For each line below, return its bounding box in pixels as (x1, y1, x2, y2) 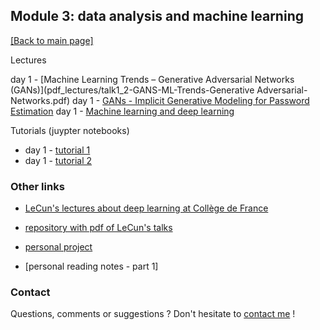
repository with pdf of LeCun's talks (24, 222, 173, 234)
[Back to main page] (10, 34, 94, 46)
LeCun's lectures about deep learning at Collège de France (24, 202, 269, 214)
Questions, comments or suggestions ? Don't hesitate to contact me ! (10, 308, 296, 320)
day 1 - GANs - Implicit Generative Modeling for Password (72, 94, 310, 106)
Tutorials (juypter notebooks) (10, 124, 130, 136)
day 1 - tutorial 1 (24, 144, 91, 156)
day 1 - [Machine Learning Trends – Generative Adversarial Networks (10, 73, 295, 85)
